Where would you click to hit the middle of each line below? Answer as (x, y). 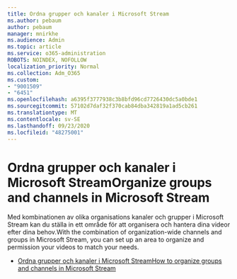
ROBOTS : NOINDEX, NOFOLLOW (47, 60)
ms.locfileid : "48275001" (45, 132)
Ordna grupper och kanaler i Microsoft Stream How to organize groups (120, 261)
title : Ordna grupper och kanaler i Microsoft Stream (88, 14)
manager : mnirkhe (33, 34)
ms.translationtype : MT (42, 113)
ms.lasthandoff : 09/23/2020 (49, 126)
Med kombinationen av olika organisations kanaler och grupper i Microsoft (116, 217)
